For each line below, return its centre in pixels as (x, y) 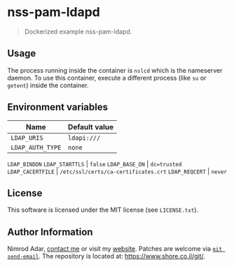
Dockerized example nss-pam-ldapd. (78, 31)
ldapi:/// (84, 138)
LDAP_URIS (27, 138)
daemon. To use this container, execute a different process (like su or (107, 78)
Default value (91, 127)
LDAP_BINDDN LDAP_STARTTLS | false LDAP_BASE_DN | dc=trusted (95, 164)
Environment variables (58, 107)
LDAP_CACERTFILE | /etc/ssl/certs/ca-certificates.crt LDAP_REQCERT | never (117, 171)
